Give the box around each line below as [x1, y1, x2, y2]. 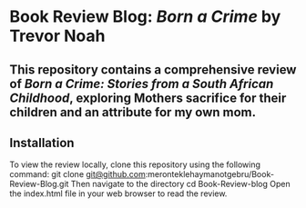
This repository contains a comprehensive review [9, 62, 297, 77]
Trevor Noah [9, 25, 106, 46]
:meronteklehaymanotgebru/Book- [145, 169, 275, 180]
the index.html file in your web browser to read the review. [9, 188, 228, 199]
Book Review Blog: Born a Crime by [9, 6, 281, 27]
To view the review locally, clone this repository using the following [9, 159, 261, 170]
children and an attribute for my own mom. [9, 104, 257, 120]
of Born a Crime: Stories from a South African [9, 75, 274, 92]
